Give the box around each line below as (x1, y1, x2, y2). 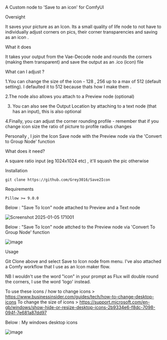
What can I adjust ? (5, 69, 45, 75)
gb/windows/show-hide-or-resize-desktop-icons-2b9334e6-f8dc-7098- (5, 304, 156, 310)
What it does (5, 44, 31, 50)
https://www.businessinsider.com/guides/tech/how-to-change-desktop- (5, 294, 155, 299)
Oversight (5, 14, 25, 20)
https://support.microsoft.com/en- (79, 299, 150, 305)
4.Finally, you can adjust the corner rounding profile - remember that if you (5, 118, 159, 124)
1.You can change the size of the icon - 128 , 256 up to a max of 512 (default (5, 79, 162, 84)
